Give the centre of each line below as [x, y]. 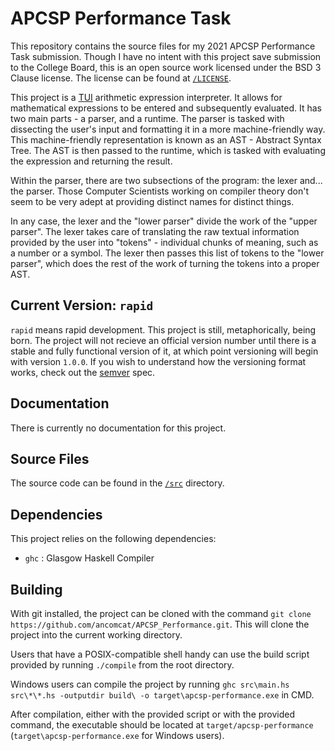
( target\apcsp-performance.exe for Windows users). [117, 735]
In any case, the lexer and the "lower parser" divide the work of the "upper [164, 221]
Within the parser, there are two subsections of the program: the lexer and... [166, 180]
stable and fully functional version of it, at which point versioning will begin [164, 351]
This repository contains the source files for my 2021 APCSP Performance [163, 46]
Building [36, 589]
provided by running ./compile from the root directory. [122, 665]
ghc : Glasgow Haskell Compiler [89, 558]
